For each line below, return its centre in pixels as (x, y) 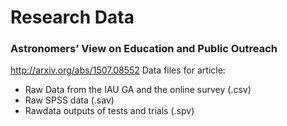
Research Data (72, 17)
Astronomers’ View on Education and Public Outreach (144, 49)
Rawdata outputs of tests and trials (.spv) (109, 111)
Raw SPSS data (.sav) (69, 100)
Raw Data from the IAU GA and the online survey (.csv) (138, 90)
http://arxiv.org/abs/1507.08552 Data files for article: (118, 70)
